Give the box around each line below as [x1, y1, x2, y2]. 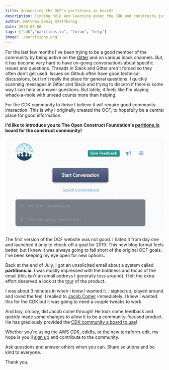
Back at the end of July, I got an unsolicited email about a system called [5, 262, 154, 268]
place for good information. [5, 112, 62, 118]
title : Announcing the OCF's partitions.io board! [5, 8, 114, 13]
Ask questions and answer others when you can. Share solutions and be [5, 344, 155, 350]
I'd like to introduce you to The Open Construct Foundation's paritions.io [5, 122, 160, 128]
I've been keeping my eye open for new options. [5, 252, 105, 259]
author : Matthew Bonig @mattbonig [5, 19, 78, 24]
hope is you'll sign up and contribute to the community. [5, 334, 120, 340]
